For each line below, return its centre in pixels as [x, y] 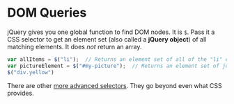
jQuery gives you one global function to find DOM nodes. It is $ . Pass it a [111, 32]
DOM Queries [47, 13]
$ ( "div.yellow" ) [31, 72]
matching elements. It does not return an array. [75, 46]
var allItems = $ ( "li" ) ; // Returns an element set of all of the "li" [115, 59]
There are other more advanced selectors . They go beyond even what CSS [115, 85]
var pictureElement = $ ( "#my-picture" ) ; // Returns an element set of [113, 66]
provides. [21, 93]
